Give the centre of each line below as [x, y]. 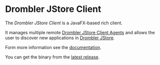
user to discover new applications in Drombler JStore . [60, 38]
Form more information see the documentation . [53, 47]
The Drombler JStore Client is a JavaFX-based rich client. [64, 23]
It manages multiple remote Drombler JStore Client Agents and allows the [80, 32]
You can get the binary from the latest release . [53, 57]
